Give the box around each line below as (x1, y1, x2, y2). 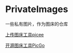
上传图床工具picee (5, 31, 44, 37)
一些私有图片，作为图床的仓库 (5, 21, 68, 27)
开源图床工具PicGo (5, 42, 45, 48)
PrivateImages (5, 4, 68, 15)
